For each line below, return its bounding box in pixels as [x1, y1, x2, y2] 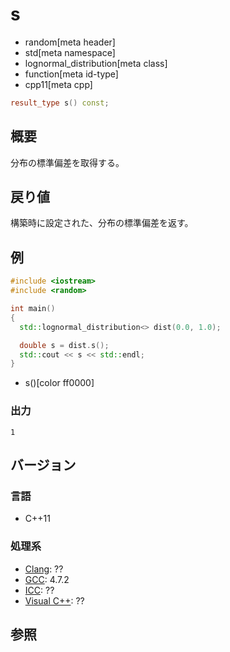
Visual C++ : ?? [24, 594, 85, 607]
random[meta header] [24, 36, 116, 48]
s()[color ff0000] [24, 377, 95, 389]
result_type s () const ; [10, 98, 110, 108]
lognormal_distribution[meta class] [24, 57, 168, 69]
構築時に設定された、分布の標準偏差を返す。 [10, 217, 194, 229]
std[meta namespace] [24, 46, 116, 58]
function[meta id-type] [24, 68, 119, 80]
